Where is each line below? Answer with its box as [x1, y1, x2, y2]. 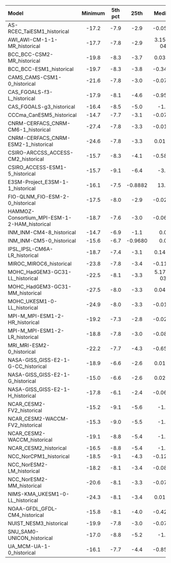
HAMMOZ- [8, 208, 35, 215]
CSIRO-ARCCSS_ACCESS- [8, 149, 74, 156]
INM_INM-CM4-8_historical [8, 229, 76, 236]
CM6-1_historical [8, 126, 51, 133]
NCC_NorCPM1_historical [8, 453, 70, 460]
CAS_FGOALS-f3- [8, 89, 53, 95]
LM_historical [8, 468, 40, 474]
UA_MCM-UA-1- [8, 543, 51, 550]
